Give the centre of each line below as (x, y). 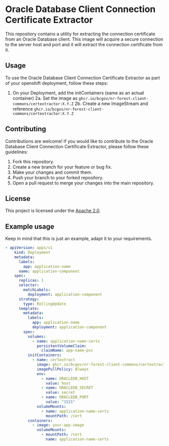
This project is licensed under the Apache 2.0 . (53, 211)
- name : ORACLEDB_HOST (65, 378)
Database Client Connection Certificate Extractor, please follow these (77, 146)
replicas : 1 (31, 281)
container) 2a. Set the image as (45, 98)
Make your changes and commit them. (52, 172)
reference (23, 108)
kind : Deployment (32, 253)
